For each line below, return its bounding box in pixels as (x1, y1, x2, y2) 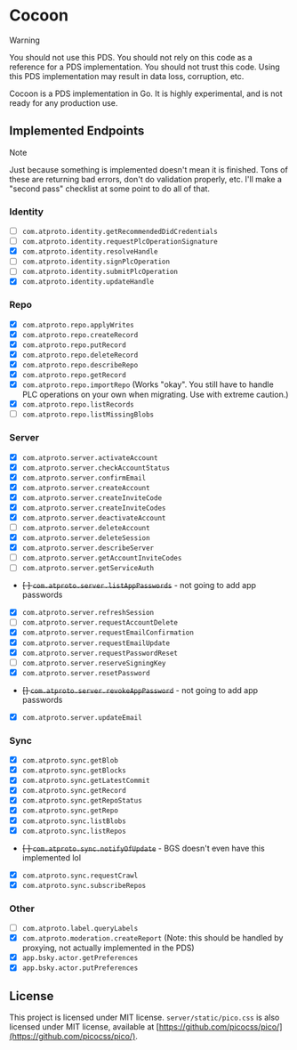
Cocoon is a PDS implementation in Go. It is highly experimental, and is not (9, 88, 283, 99)
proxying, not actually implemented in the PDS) (21, 942, 195, 953)
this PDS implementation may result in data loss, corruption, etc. (9, 70, 245, 81)
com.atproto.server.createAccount (21, 483, 150, 492)
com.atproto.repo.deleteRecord (21, 351, 139, 359)
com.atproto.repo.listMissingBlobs (21, 410, 155, 419)
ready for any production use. (9, 97, 118, 108)
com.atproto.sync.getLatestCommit (21, 776, 150, 786)
